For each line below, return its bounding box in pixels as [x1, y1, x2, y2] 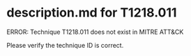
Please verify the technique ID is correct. [6, 41, 124, 49]
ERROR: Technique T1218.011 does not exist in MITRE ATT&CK [6, 28, 184, 36]
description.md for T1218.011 [6, 5, 177, 21]
